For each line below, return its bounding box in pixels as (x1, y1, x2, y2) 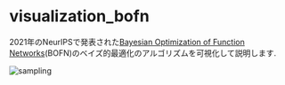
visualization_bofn (9, 6, 150, 27)
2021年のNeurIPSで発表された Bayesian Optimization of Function (9, 36, 245, 47)
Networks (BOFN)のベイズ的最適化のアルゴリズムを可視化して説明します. (9, 47, 277, 58)
